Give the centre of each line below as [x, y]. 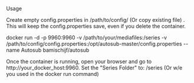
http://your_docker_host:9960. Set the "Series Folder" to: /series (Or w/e [94, 68]
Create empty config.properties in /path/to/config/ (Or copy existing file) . [96, 20]
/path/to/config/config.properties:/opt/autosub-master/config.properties [94, 44]
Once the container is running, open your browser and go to [79, 62]
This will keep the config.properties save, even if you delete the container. [96, 26]
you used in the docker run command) [52, 74]
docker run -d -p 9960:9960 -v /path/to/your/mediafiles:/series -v [86, 37]
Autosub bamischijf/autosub [55, 50]
